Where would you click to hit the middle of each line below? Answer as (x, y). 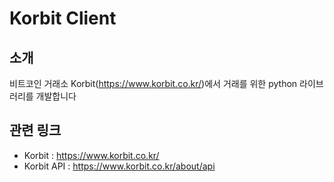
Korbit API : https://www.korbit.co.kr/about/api (119, 166)
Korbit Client (63, 18)
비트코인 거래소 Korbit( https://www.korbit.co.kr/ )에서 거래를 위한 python (153, 83)
